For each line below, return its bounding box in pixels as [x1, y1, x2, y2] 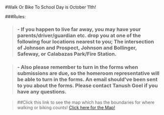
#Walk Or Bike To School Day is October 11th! [5, 4, 96, 10]
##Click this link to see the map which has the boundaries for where [17, 99, 155, 105]
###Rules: [5, 14, 26, 19]
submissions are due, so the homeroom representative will [17, 70, 160, 77]
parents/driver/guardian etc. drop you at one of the [17, 32, 141, 39]
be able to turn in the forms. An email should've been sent [17, 76, 158, 83]
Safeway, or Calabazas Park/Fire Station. [17, 50, 117, 57]
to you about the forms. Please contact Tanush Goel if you [17, 82, 158, 89]
